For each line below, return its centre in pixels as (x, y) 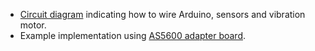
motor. (33, 25)
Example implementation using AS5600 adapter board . (133, 35)
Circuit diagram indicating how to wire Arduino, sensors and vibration (162, 14)
